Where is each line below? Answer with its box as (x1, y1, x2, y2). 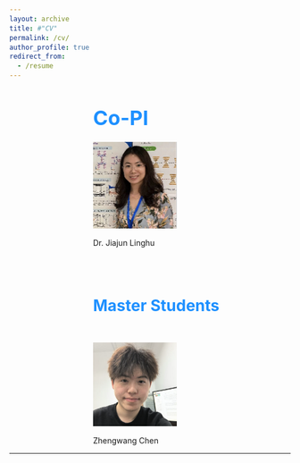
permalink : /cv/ (9, 33, 70, 42)
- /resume (17, 62, 54, 71)
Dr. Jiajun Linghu (93, 237, 155, 248)
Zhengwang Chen (93, 435, 159, 446)
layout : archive (9, 14, 70, 23)
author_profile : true (9, 43, 90, 52)
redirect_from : (9, 52, 66, 62)
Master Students (93, 295, 221, 316)
